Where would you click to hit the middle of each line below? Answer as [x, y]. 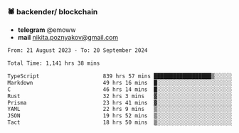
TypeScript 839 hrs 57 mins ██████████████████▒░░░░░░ [121, 76]
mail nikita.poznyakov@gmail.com [68, 38]
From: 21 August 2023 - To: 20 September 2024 [78, 50]
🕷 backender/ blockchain [53, 11]
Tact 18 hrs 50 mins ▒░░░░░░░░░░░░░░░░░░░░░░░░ [121, 123]
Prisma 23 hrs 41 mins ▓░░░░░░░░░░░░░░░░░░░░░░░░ [121, 102]
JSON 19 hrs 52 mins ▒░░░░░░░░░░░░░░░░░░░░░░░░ [121, 116]
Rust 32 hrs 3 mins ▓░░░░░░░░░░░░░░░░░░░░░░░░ [121, 96]
